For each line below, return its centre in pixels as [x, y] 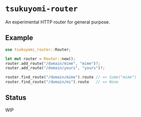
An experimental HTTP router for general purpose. [58, 22]
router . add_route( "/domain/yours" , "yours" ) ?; [55, 68]
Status [16, 98]
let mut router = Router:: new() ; [40, 59]
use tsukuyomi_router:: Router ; [38, 50]
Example [19, 38]
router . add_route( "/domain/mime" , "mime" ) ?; [53, 63]
